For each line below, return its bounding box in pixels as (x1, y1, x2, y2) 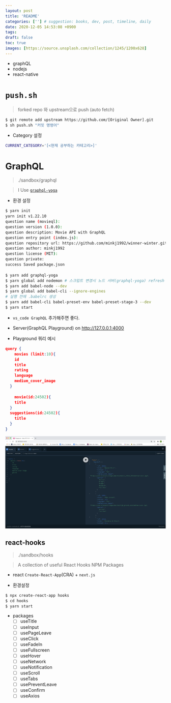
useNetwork (20, 658, 46, 664)
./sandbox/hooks (17, 552, 53, 558)
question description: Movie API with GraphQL (5, 229, 106, 235)
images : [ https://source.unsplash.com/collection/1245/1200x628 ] (5, 46, 147, 51)
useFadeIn (20, 641, 42, 647)
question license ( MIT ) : (5, 251, 58, 256)
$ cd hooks (5, 598, 28, 603)
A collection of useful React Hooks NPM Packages (17, 562, 124, 568)
